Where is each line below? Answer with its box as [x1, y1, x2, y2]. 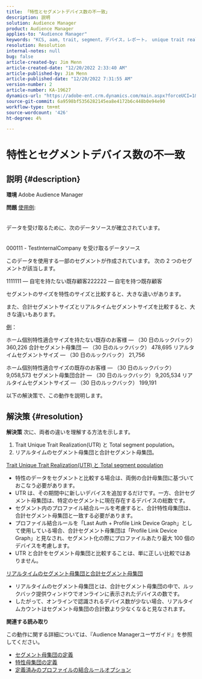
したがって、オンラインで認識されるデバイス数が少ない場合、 [14, 598, 167, 605]
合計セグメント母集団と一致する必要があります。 [14, 512, 136, 519]
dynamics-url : [6, 93, 42, 99]
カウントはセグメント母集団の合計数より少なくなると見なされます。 [20, 606, 189, 613]
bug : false [6, 54, 34, 60]
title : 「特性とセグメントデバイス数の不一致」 [6, 8, 110, 15]
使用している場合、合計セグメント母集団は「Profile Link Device [20, 527, 177, 535]
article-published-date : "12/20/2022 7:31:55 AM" [6, 76, 133, 82]
